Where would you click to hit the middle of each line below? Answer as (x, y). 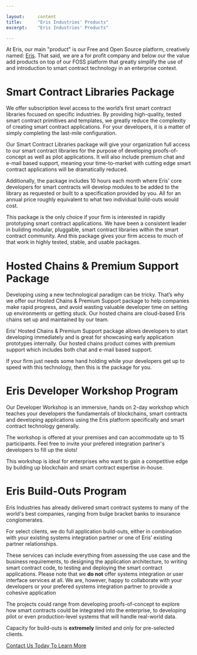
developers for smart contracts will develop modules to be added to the (92, 187)
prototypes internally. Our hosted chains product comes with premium (91, 344)
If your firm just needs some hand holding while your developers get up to (95, 361)
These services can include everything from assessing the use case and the (98, 555)
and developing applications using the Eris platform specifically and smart (95, 420)
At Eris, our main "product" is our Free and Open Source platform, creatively (98, 49)
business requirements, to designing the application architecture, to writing (97, 562)
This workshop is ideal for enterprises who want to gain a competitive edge (97, 461)
